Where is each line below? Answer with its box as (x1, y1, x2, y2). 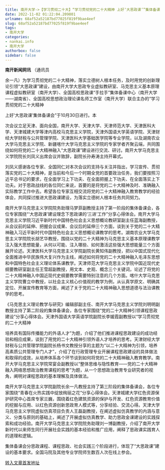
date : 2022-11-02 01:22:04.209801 (5, 12, 76, 17)
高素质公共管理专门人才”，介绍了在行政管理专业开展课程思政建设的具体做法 (5, 349, 158, 355)
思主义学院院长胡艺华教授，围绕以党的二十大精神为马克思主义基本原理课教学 (5, 236, 160, 242)
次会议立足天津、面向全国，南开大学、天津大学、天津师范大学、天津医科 (5, 123, 151, 129)
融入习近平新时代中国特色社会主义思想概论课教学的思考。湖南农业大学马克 (9, 229, 160, 236)
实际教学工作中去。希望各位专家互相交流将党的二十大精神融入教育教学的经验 (5, 189, 160, 194)
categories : (5, 35, 29, 40)
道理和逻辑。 (9, 433, 35, 439)
